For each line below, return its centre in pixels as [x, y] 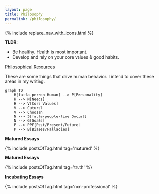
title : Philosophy [24, 14]
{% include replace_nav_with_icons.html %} [49, 33]
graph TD [14, 91]
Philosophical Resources [30, 67]
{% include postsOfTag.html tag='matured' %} [52, 148]
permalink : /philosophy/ [31, 19]
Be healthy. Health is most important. [50, 52]
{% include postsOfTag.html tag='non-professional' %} [61, 187]
